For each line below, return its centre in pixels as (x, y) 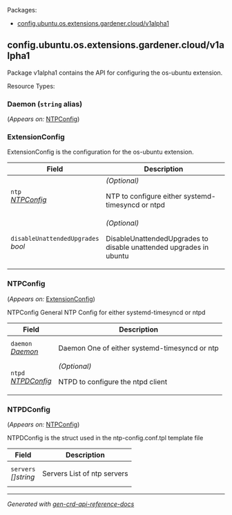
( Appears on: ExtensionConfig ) (51, 299)
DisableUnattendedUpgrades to (157, 239)
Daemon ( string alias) (45, 104)
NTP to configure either (144, 197)
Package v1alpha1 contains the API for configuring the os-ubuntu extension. (115, 73)
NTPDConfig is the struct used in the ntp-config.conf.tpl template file (105, 438)
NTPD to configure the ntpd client (113, 381)
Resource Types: (31, 86)
